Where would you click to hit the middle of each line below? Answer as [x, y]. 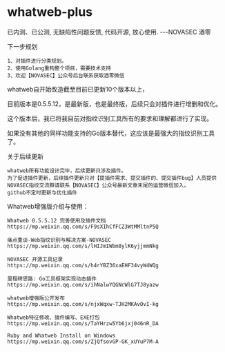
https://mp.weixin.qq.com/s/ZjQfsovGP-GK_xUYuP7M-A [83, 342]
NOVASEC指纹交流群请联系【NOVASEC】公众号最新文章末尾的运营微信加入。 [98, 185]
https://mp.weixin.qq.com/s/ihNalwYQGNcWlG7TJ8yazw [83, 284]
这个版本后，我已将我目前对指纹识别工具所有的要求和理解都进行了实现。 [110, 118]
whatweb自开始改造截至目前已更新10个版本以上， [78, 89]
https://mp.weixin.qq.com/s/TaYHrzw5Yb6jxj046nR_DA [83, 323]
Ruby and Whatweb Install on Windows [61, 335]
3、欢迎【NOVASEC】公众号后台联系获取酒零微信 [66, 75]
